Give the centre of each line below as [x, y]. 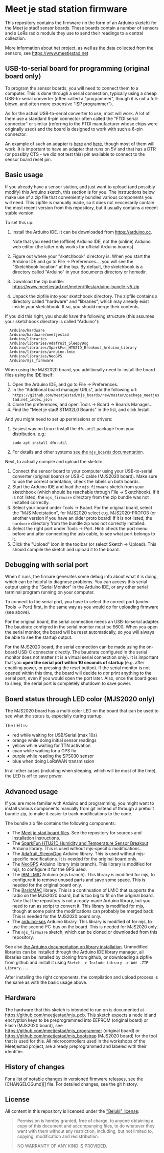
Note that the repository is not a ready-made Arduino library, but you [81, 901]
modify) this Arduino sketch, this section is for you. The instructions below [80, 192]
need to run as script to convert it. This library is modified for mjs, [78, 906]
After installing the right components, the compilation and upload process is [82, 977]
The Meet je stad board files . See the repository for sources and [77, 833]
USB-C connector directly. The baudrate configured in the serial [82, 652]
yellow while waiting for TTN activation [51, 745]
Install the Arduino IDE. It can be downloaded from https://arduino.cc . [82, 232]
